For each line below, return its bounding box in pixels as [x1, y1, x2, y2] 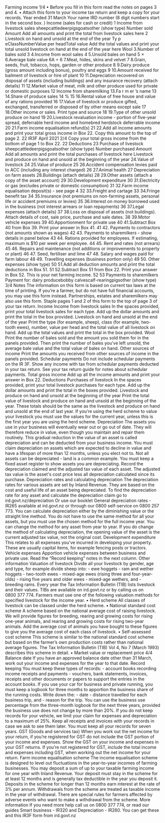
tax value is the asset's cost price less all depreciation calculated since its [5, 471, 155, 477]
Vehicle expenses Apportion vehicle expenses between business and [5, 550, 146, 556]
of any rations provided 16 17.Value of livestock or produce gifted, [5, 99, 138, 104]
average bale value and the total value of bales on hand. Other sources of [5, 345, 155, 351]
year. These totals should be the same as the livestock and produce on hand [5, 403, 160, 409]
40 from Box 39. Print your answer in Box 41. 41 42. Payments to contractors [5, 225, 160, 230]
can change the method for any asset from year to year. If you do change [5, 524, 154, 530]
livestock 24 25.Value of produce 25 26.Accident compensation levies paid [5, 162, 158, 167]
